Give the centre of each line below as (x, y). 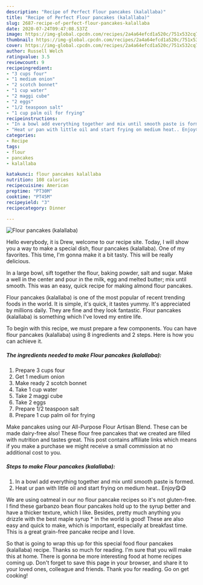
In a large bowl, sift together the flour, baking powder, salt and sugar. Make (99, 273)
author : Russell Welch (35, 51)
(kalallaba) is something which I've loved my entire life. (75, 317)
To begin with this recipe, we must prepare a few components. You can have (101, 328)
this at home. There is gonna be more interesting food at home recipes (94, 557)
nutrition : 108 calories (37, 180)
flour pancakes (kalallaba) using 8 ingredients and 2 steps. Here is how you (100, 335)
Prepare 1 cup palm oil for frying (55, 415)
